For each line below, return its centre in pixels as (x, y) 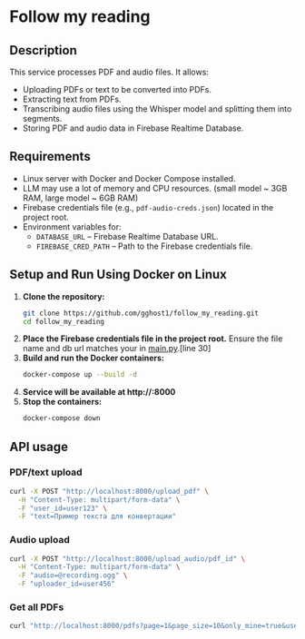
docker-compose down (61, 418)
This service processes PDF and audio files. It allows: (109, 72)
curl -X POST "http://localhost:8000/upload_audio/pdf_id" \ (128, 559)
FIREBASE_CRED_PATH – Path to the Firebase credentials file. (144, 246)
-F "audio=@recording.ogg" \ (73, 575)
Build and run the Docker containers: (93, 358)
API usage (39, 447)
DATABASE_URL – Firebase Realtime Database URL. (128, 236)
